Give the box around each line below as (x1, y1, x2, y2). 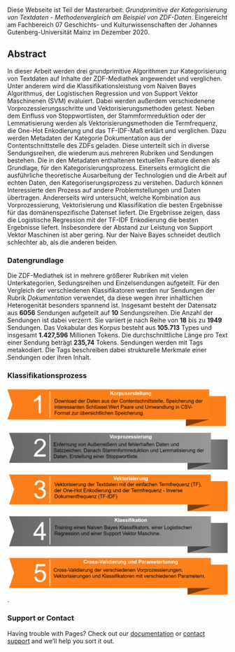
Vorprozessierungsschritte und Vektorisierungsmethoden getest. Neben (7, 104, 215, 112)
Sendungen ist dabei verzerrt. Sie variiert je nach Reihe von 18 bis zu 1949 (7, 316, 222, 324)
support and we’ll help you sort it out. (7, 637, 115, 645)
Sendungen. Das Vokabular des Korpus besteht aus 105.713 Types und (7, 324, 212, 332)
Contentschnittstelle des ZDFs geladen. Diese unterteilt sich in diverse (7, 141, 210, 149)
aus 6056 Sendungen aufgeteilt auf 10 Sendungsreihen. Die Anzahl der (7, 309, 213, 317)
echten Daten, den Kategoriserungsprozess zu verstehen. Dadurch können (7, 178, 223, 187)
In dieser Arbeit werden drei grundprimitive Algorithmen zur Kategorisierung (7, 67, 227, 75)
